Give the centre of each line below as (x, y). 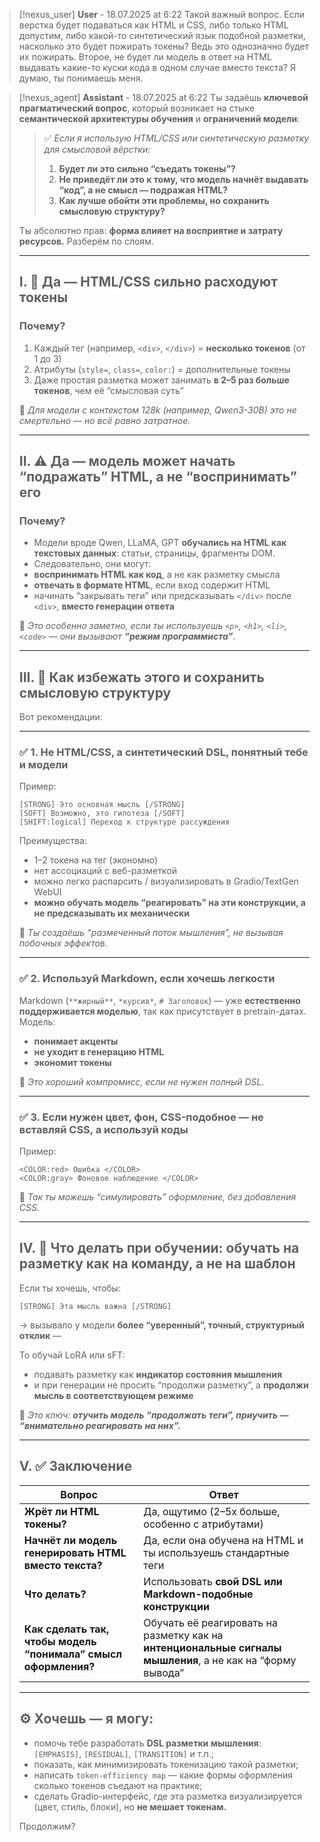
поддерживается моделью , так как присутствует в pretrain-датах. (162, 1011)
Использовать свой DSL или (213, 1581)
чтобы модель (60, 1641)
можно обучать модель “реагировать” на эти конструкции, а (169, 903)
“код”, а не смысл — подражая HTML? (143, 190)
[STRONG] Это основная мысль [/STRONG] (102, 805)
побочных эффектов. (63, 943)
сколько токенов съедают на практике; (118, 1785)
